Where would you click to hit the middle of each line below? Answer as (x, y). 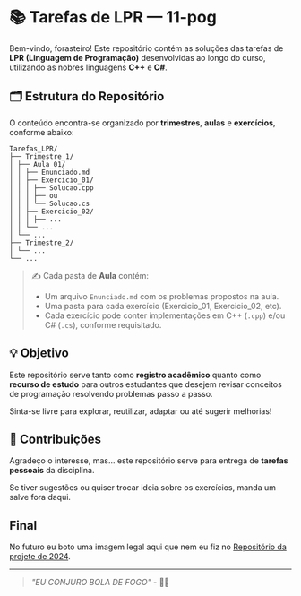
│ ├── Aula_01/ (38, 164)
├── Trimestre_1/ (42, 156)
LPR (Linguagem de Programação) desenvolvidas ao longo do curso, (138, 57)
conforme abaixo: (42, 132)
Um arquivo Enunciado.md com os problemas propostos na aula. (162, 296)
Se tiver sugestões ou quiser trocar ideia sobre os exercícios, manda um (142, 488)
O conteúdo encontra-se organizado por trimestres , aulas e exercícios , (142, 123)
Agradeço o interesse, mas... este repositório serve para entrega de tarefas (149, 461)
